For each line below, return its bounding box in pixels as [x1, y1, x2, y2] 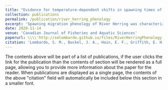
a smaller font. [5, 80, 35, 86]
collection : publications [5, 12, 59, 17]
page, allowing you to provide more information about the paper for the [5, 64, 151, 70]
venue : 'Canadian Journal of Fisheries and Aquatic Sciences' [5, 30, 137, 35]
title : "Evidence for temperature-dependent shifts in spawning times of [5, 7, 162, 12]
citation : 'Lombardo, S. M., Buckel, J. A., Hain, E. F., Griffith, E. [5, 40, 157, 45]
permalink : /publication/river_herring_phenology [5, 16, 111, 21]
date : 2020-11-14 [5, 26, 41, 31]
